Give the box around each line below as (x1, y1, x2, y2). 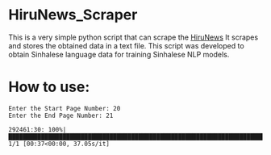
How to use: (8, 78, 90, 96)
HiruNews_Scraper (8, 6, 138, 24)
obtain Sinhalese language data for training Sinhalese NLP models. (8, 49, 230, 59)
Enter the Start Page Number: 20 (8, 104, 121, 112)
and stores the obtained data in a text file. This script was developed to (8, 40, 244, 50)
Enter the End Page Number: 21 (8, 111, 114, 119)
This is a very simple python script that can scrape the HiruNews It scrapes (8, 32, 259, 42)
